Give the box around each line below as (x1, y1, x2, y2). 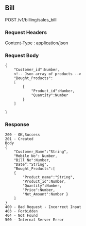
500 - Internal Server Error (5, 217, 64, 222)
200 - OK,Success (5, 132, 40, 137)
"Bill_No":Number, (14, 157, 51, 162)
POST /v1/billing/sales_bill (5, 17, 57, 22)
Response (5, 121, 29, 128)
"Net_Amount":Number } (22, 191, 69, 196)
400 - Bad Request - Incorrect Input (5, 204, 82, 209)
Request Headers (5, 29, 47, 35)
